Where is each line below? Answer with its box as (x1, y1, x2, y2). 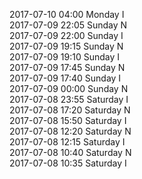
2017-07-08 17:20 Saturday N (9, 104, 131, 116)
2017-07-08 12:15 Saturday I (9, 136, 126, 148)
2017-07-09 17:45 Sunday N (9, 62, 126, 73)
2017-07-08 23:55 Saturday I (9, 94, 129, 105)
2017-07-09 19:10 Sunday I (9, 51, 120, 63)
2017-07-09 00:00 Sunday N (9, 83, 129, 94)
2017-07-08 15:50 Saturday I (9, 115, 127, 126)
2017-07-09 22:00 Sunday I (9, 30, 124, 41)
